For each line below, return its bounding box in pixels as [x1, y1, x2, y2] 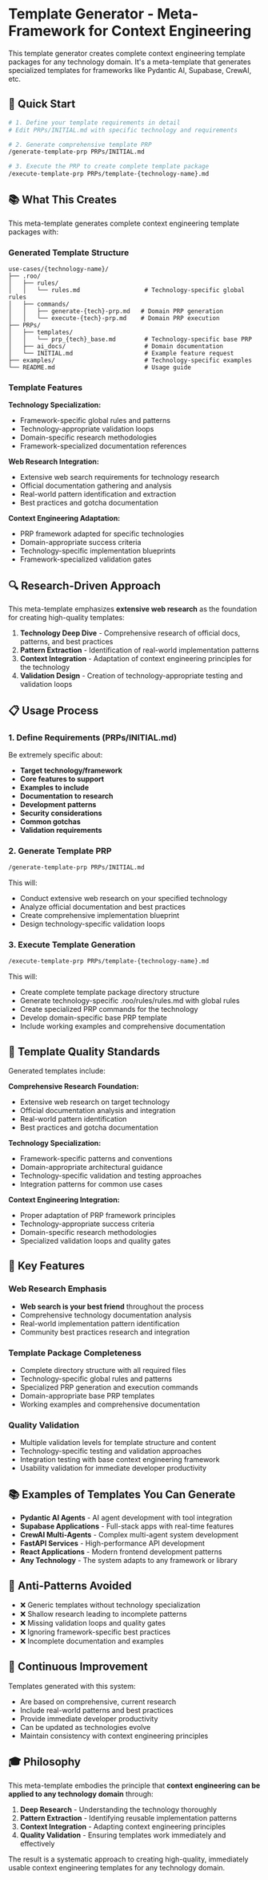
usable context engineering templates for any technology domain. [8, 1862, 226, 1872]
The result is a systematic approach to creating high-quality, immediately [8, 1854, 249, 1864]
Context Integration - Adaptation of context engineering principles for [19, 654, 252, 664]
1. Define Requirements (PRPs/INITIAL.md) [8, 732, 178, 743]
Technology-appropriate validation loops [19, 424, 154, 434]
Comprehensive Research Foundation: [8, 1082, 139, 1091]
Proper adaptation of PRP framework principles [19, 1211, 176, 1220]
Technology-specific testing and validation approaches [19, 1446, 202, 1456]
